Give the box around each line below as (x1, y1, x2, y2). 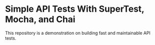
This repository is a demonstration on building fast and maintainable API (5, 30, 151, 36)
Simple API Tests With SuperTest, (5, 3, 145, 15)
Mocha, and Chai (5, 14, 76, 25)
